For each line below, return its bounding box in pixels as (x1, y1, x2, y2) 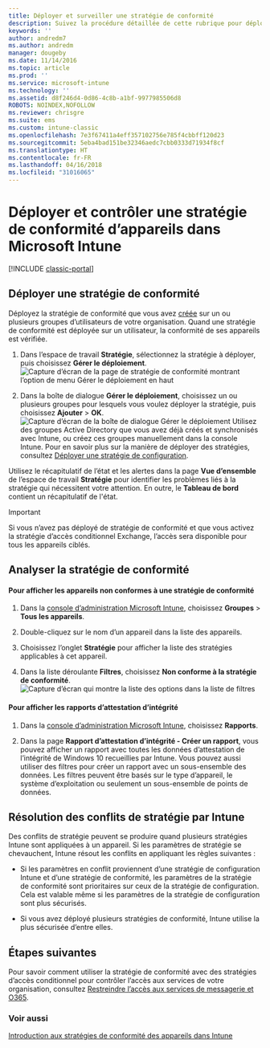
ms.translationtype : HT (8, 146, 88, 154)
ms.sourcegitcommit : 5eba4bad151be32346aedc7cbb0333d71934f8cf (8, 138, 225, 147)
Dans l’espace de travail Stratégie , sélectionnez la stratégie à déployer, (19, 349, 256, 359)
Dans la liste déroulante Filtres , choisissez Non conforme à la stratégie (19, 667, 257, 677)
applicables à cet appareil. (19, 651, 108, 661)
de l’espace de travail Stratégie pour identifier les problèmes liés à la (8, 475, 236, 484)
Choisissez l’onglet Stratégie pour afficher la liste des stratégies (19, 643, 233, 653)
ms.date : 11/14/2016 (8, 57, 78, 65)
